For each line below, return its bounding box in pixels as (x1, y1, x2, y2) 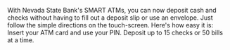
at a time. (7, 36, 34, 44)
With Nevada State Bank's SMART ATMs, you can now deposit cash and (7, 6, 217, 14)
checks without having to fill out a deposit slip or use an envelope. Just (7, 13, 213, 22)
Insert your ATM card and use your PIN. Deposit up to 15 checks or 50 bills (7, 28, 224, 37)
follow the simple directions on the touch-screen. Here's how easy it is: (7, 21, 214, 29)
